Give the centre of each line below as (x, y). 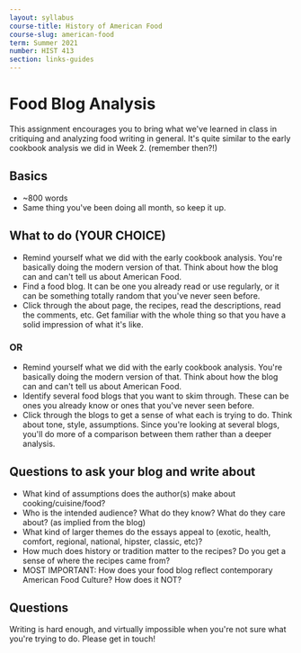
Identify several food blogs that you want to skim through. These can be (155, 396)
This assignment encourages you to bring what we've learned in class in (143, 129)
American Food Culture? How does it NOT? (102, 579)
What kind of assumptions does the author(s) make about (129, 493)
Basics (28, 176)
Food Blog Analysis (83, 104)
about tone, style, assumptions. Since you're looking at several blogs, (151, 425)
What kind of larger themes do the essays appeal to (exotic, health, (146, 532)
